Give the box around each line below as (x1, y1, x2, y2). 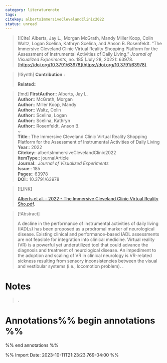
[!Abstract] (17, 211, 40, 217)
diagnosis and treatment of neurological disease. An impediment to (17, 247, 156, 254)
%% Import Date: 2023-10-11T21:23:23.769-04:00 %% (5, 352, 119, 358)
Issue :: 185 (17, 166, 41, 172)
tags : (5, 12, 17, 17)
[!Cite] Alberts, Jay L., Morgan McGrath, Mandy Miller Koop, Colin (17, 35, 153, 41)
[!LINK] (17, 186, 33, 192)
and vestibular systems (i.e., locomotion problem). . (17, 263, 124, 269)
